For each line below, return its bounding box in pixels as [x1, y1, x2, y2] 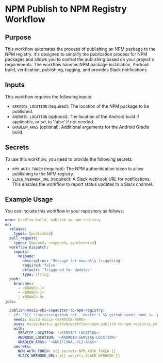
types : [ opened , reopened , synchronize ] [14, 240, 97, 245]
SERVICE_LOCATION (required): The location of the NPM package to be [12, 103, 149, 109]
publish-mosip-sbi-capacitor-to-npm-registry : [9, 308, 105, 313]
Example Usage [5, 195, 53, 204]
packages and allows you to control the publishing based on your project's [5, 57, 154, 62]
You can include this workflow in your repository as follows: [5, 208, 125, 214]
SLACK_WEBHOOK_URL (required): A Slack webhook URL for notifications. [12, 176, 151, 182]
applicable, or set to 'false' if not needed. [12, 118, 95, 125]
